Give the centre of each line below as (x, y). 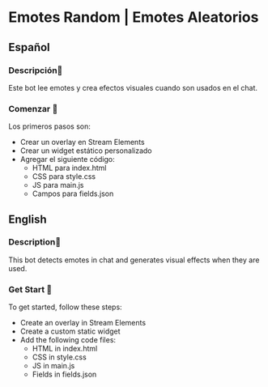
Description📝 (35, 242)
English (28, 219)
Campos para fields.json (73, 193)
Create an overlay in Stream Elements (83, 323)
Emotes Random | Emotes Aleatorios (134, 17)
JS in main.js (53, 366)
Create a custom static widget (70, 331)
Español (29, 47)
